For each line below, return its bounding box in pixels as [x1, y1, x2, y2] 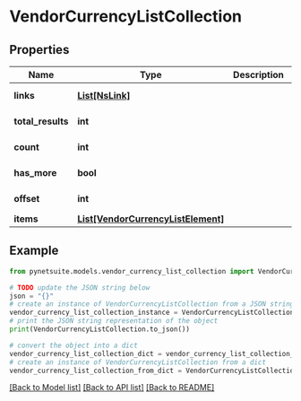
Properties [9, 42, 70, 57]
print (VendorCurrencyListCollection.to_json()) [9, 325, 191, 334]
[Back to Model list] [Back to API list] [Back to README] [9, 382, 215, 393]
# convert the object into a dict [9, 341, 139, 350]
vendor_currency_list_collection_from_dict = [9, 366, 182, 375]
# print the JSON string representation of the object [9, 317, 219, 326]
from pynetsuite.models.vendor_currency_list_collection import [9, 266, 254, 275]
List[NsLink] [77, 90, 131, 101]
